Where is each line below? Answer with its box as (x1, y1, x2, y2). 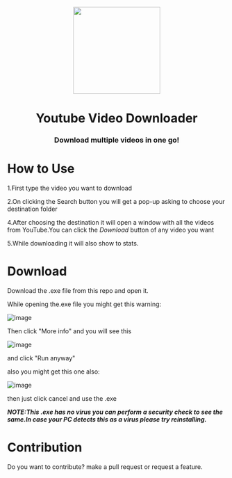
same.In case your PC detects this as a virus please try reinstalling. (7, 415, 207, 423)
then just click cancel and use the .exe (7, 394, 117, 402)
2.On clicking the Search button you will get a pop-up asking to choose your (7, 198, 225, 206)
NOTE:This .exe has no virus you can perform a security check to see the (7, 408, 224, 416)
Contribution (7, 440, 83, 456)
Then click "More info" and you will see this (7, 326, 132, 335)
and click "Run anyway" (7, 353, 76, 362)
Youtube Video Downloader (35, 111, 198, 127)
